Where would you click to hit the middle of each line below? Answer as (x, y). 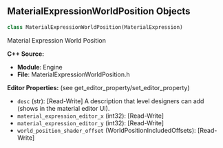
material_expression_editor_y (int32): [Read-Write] (90, 123)
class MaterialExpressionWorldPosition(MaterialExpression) (95, 27)
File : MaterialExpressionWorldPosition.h (73, 74)
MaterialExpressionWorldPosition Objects (99, 11)
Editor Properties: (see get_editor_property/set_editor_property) (99, 87)
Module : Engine (40, 67)
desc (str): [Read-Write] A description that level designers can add (110, 101)
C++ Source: (26, 54)
